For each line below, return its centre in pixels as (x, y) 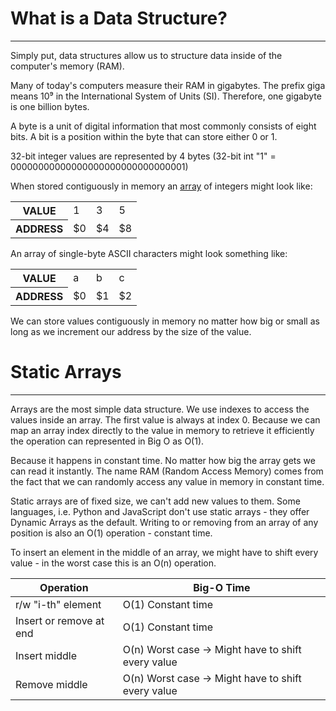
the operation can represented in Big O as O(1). (107, 441)
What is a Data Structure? (119, 18)
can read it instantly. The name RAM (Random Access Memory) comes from (167, 471)
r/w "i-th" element (58, 604)
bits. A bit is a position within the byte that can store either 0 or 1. (144, 136)
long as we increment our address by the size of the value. (131, 331)
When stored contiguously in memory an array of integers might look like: (161, 186)
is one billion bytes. (50, 106)
